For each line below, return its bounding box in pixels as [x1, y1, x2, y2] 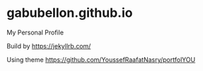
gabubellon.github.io [6, 5, 133, 21]
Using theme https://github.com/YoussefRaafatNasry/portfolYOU [6, 55, 196, 64]
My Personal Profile [6, 28, 64, 37]
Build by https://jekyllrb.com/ [6, 41, 91, 50]
